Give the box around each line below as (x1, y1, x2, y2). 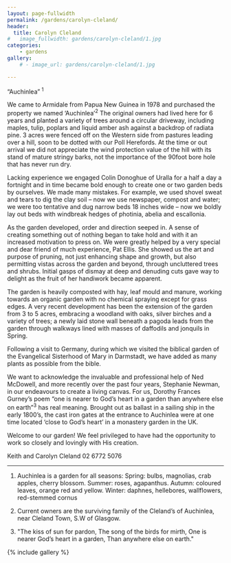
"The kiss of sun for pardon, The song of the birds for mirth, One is (16, 527, 207, 536)
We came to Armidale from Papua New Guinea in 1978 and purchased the (7, 100, 215, 109)
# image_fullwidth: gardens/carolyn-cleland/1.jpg (7, 36, 162, 43)
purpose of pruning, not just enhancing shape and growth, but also (7, 252, 197, 261)
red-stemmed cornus (16, 493, 78, 502)
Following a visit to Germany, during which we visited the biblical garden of (7, 344, 220, 353)
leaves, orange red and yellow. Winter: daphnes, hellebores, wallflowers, (16, 486, 223, 494)
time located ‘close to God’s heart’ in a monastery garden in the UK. (7, 417, 199, 426)
